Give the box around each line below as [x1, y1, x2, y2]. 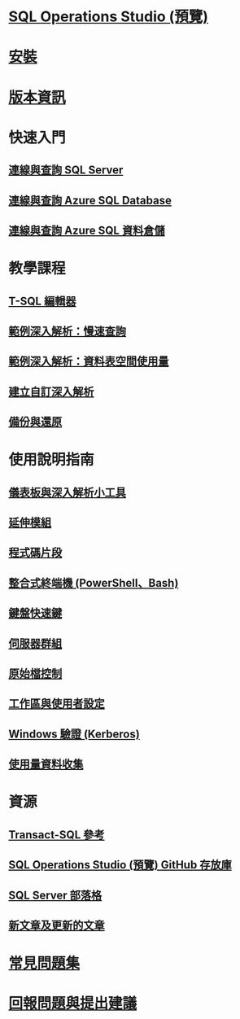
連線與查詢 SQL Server [8, 164, 124, 177]
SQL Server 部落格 [8, 888, 103, 902]
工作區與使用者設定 [8, 697, 105, 711]
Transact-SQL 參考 [8, 828, 105, 842]
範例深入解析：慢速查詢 [8, 324, 126, 338]
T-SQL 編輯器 [8, 294, 76, 308]
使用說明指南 [8, 451, 95, 469]
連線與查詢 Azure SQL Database [8, 193, 172, 208]
